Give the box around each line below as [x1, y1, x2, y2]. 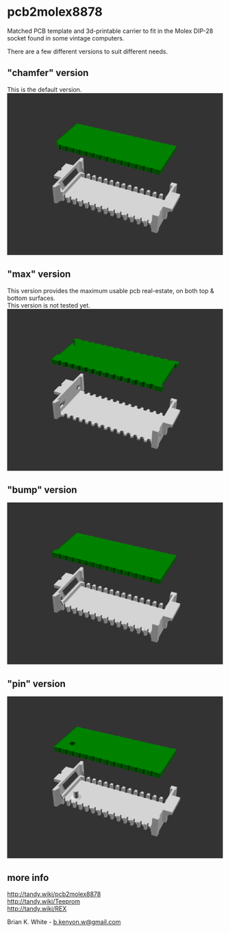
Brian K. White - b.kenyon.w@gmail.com [7, 918, 121, 925]
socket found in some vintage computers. [7, 34, 125, 42]
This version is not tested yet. [7, 301, 90, 309]
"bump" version [7, 484, 77, 495]
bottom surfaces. [7, 294, 56, 302]
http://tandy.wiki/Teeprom [7, 897, 81, 905]
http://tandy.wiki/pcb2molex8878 [7, 890, 101, 898]
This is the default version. [7, 85, 82, 93]
